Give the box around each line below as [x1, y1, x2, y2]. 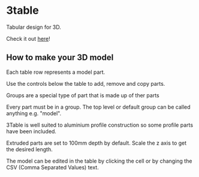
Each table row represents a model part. [6, 68, 105, 76]
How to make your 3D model [6, 52, 114, 63]
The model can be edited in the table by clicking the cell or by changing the [6, 157, 192, 164]
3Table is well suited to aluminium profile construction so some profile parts [6, 121, 194, 128]
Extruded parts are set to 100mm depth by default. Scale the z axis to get [6, 139, 187, 146]
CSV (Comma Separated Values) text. [6, 163, 99, 171]
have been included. [6, 127, 57, 135]
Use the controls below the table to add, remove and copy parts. [6, 80, 165, 87]
